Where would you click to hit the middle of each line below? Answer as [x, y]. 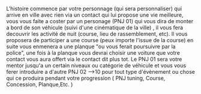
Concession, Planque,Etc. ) [40, 84]
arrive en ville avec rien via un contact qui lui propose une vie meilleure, [95, 15]
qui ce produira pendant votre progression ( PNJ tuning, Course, [86, 78]
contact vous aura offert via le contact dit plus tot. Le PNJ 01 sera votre [94, 59]
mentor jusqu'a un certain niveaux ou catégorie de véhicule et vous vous [96, 65]
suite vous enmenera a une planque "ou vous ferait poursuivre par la [91, 46]
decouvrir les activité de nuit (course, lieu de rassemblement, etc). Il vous [97, 34]
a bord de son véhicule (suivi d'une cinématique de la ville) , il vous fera [95, 27]
